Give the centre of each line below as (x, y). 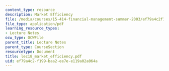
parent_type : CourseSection (35, 47)
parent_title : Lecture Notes (36, 42)
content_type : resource (30, 10)
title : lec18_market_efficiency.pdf (44, 56)
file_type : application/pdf (35, 24)
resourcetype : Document (30, 51)
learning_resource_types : (32, 28)
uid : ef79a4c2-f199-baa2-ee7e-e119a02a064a (52, 61)
